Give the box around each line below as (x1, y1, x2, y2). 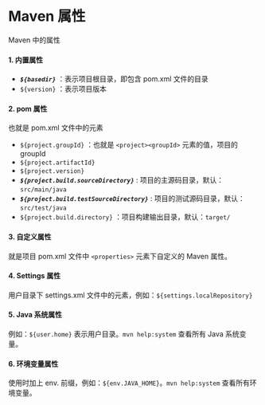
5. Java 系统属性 (8, 310, 62, 320)
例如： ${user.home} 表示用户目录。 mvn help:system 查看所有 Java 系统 (8, 328, 240, 339)
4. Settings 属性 (8, 271, 61, 281)
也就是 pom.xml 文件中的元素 (8, 123, 103, 132)
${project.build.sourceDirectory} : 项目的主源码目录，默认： (19, 175, 224, 185)
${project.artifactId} (19, 159, 95, 167)
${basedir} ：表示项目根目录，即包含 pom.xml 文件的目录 (19, 74, 208, 84)
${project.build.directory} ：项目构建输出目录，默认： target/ (19, 212, 231, 222)
